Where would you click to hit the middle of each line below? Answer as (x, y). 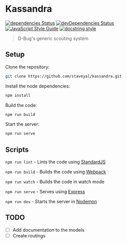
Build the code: (21, 105)
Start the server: (22, 124)
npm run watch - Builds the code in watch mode (55, 182)
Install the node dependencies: (38, 86)
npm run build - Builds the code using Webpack (56, 172)
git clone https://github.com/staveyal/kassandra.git (64, 76)
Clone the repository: (28, 66)
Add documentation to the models (48, 230)
